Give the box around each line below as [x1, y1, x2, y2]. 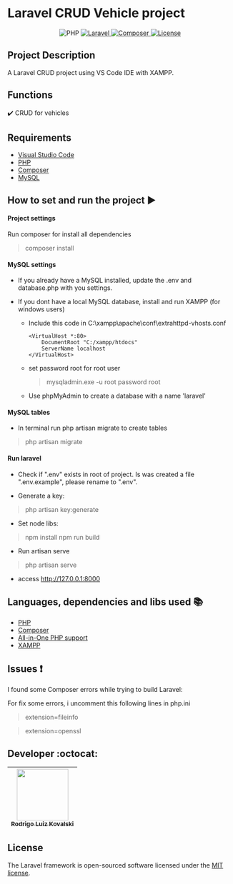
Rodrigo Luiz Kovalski [11, 820, 74, 828]
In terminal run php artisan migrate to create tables [17, 423, 168, 433]
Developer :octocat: [7, 748, 98, 760]
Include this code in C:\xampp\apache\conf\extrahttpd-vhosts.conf [28, 319, 227, 328]
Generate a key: [17, 491, 65, 500]
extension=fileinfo [24, 713, 79, 722]
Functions [7, 89, 54, 101]
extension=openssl [24, 727, 81, 735]
